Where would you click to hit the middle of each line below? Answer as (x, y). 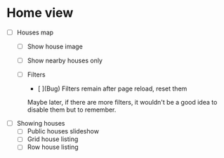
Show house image (55, 46)
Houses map (35, 32)
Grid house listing (53, 139)
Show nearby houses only (65, 60)
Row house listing (53, 147)
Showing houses (41, 124)
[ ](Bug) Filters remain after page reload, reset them (112, 88)
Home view (40, 13)
